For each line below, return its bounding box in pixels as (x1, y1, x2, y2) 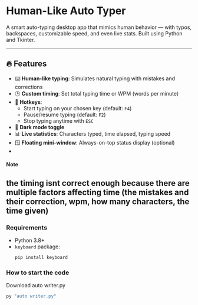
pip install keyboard (14, 255, 68, 261)
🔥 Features (6, 59, 47, 69)
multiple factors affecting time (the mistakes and (6, 187, 189, 197)
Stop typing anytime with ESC (23, 117, 94, 124)
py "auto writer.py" (6, 293, 57, 299)
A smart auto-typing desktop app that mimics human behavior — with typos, (6, 24, 192, 31)
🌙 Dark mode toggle (14, 123, 65, 130)
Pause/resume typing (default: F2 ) (23, 111, 106, 118)
